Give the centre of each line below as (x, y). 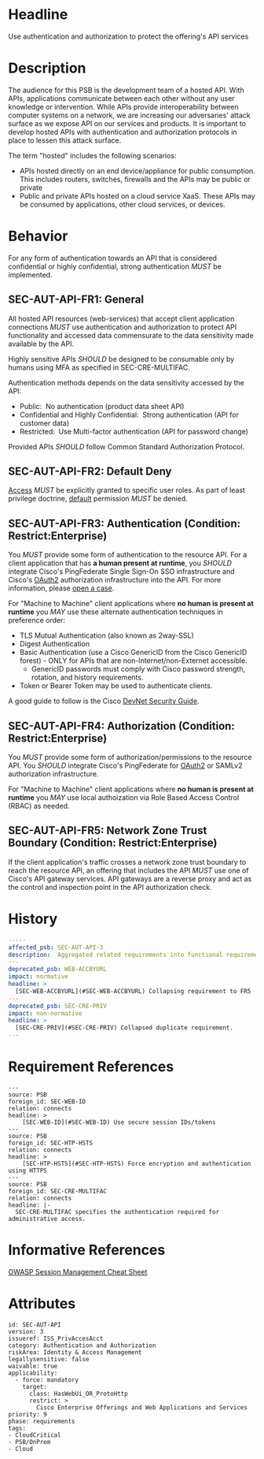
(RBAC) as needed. (39, 806)
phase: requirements (42, 1421)
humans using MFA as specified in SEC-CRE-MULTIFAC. (99, 367)
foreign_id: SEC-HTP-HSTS (50, 1143)
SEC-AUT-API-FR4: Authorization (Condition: (122, 726)
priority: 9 (27, 1414)
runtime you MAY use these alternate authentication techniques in (116, 612)
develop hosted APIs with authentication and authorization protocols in (123, 132)
